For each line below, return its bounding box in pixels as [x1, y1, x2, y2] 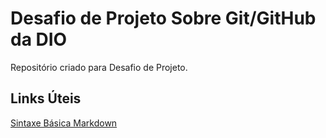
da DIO [10, 28, 68, 51]
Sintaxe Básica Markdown [10, 117, 118, 129]
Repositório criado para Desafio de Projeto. [10, 61, 188, 73]
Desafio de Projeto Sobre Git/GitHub [10, 7, 317, 30]
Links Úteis [10, 90, 82, 107]
